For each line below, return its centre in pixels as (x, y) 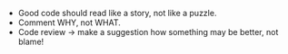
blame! (31, 41)
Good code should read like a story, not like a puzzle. (117, 13)
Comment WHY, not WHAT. (69, 22)
